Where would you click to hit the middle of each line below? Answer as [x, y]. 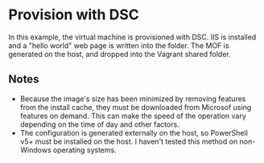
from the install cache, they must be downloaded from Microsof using [136, 107]
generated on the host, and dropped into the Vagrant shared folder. [120, 54]
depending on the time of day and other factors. [99, 124]
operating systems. [85, 149]
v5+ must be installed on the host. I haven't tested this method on [129, 141]
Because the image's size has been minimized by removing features [133, 99]
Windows [35, 149]
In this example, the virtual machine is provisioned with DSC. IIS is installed [132, 37]
